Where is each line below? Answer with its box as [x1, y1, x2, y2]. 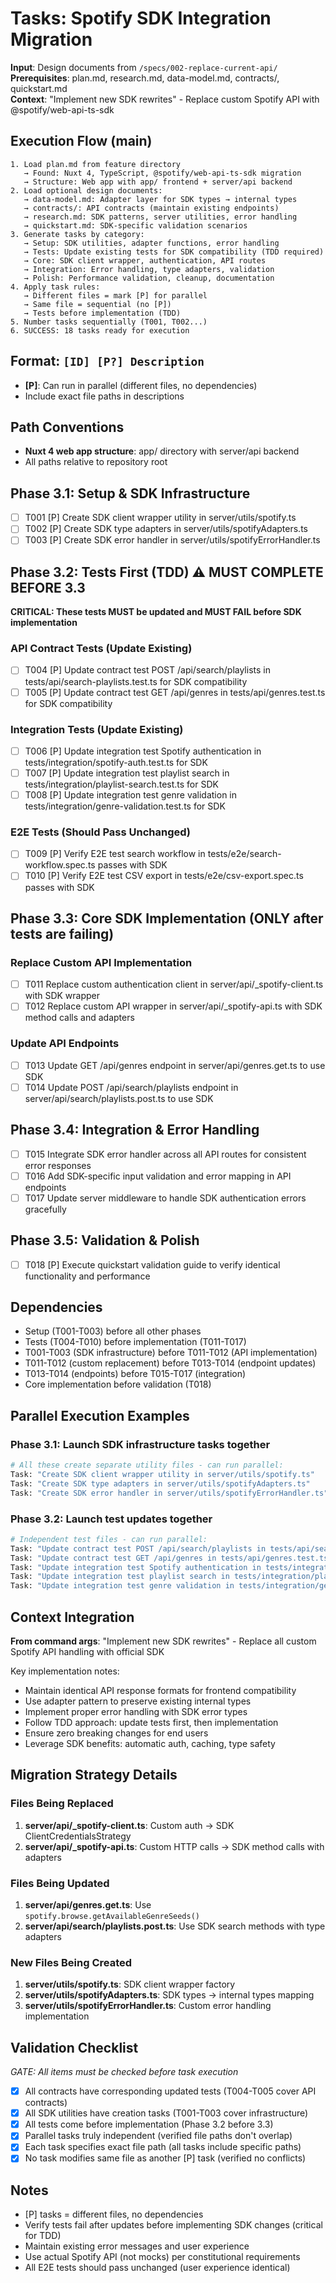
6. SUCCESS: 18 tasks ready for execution [10, 325, 190, 336]
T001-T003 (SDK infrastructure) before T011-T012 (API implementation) [24, 1347, 318, 1359]
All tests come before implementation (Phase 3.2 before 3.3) [24, 2118, 274, 2131]
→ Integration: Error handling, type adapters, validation [23, 264, 275, 274]
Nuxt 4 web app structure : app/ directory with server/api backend [24, 445, 300, 457]
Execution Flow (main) [10, 133, 153, 150]
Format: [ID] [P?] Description [10, 353, 205, 370]
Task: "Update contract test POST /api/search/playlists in [10, 1543, 267, 1554]
